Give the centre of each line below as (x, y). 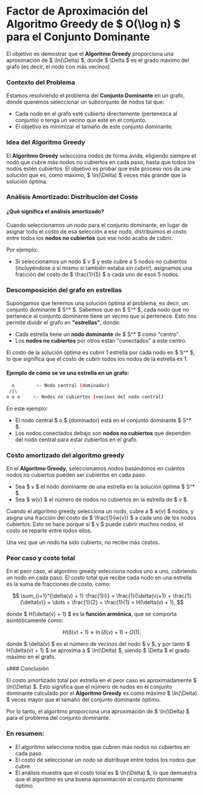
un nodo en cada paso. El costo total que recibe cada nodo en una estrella (99, 578)
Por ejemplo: (22, 249)
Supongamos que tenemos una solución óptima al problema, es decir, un (97, 303)
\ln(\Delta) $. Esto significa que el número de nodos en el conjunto (89, 687)
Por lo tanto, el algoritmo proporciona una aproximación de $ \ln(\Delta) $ (98, 711)
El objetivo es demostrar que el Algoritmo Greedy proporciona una (90, 53)
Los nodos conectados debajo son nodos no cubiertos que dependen (103, 433)
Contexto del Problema (41, 82)
